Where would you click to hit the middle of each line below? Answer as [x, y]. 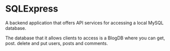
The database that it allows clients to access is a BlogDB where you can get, [85, 38]
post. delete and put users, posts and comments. [57, 43]
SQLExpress [32, 9]
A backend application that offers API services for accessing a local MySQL [84, 23]
